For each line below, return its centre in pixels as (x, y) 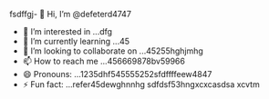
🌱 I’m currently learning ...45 (76, 41)
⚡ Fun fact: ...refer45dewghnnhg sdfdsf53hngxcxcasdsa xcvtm (141, 84)
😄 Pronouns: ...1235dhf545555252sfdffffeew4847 (117, 74)
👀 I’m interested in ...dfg (67, 31)
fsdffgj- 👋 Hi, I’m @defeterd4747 (71, 14)
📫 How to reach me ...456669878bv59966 (103, 61)
